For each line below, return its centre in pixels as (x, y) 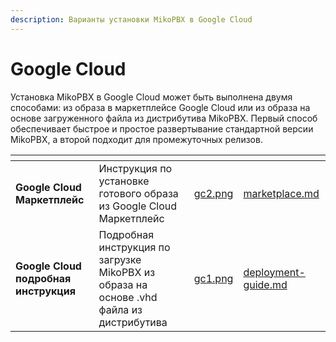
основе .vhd (128, 297)
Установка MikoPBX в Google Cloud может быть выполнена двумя (151, 97)
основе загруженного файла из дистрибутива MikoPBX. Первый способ (164, 118)
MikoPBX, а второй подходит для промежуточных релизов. (136, 139)
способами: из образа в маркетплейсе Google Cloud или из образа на (160, 107)
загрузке (120, 259)
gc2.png (213, 193)
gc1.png (213, 278)
